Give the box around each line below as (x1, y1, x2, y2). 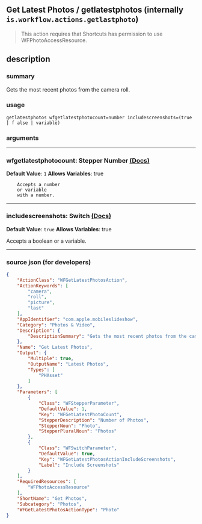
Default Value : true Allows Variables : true (6, 225, 112, 232)
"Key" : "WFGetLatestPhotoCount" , (38, 411, 122, 417)
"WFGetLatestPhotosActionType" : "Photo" (17, 507, 120, 513)
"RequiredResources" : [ (17, 479, 77, 485)
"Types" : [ (28, 367, 55, 373)
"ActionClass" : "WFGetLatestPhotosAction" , (17, 277, 128, 283)
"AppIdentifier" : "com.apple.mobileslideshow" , (17, 316, 138, 322)
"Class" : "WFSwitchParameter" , (38, 445, 117, 451)
